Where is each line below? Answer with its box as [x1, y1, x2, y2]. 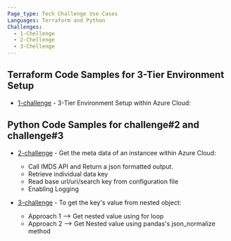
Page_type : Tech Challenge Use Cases [7, 10, 118, 18]
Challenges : [7, 23, 42, 30]
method [27, 226, 51, 235]
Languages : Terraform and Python [7, 17, 106, 24]
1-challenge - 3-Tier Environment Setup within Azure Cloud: [17, 98, 192, 107]
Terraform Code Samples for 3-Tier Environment [7, 69, 225, 81]
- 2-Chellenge [13, 37, 55, 44]
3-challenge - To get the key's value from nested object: [17, 198, 182, 207]
